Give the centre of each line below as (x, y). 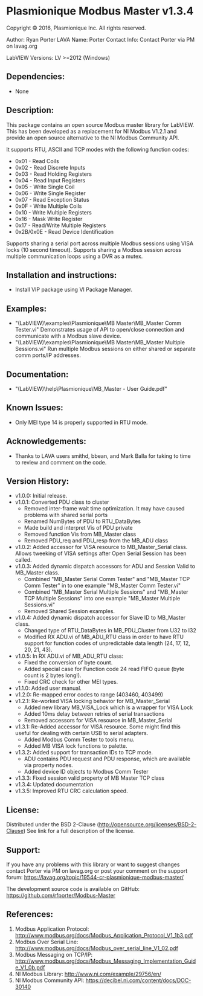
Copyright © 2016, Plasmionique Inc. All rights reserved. (76, 28)
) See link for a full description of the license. (79, 831)
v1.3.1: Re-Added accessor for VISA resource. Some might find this (98, 727)
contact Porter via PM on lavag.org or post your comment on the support (97, 871)
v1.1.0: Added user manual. (48, 688)
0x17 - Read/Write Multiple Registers (60, 225)
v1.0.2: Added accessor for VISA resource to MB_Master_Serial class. (101, 547)
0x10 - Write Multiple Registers (53, 212)
